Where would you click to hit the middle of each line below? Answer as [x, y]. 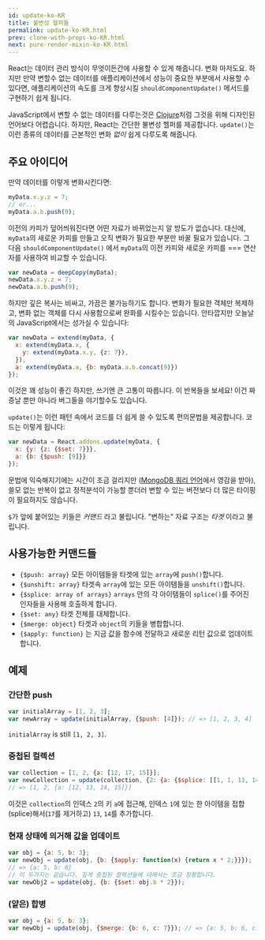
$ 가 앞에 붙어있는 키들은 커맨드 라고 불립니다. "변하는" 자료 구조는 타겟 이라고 [127, 516]
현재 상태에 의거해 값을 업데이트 [64, 836]
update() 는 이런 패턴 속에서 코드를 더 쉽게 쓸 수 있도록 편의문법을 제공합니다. [126, 417]
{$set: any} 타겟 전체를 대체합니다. [75, 613]
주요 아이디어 [38, 161]
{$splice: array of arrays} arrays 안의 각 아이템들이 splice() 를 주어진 [134, 594]
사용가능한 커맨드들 [52, 554]
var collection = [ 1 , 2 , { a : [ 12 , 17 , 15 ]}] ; [84, 773]
